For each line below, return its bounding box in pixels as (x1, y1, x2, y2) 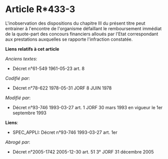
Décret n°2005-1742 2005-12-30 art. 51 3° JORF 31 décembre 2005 (12, 148, 154, 154)
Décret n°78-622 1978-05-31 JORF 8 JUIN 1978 (12, 85, 112, 91)
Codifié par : (5, 75, 30, 81)
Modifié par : (5, 95, 31, 101)
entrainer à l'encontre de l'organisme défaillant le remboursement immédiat (5, 25, 162, 31)
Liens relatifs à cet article (5, 46, 60, 52)
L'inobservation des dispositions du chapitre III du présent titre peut (5, 20, 145, 26)
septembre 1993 (12, 110, 47, 116)
